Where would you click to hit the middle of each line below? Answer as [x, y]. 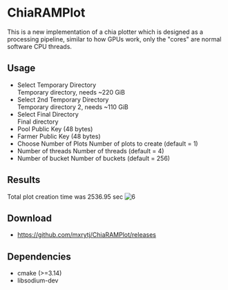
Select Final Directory [48, 114]
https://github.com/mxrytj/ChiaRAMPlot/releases [87, 235]
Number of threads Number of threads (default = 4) [91, 151]
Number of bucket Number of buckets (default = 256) [94, 158]
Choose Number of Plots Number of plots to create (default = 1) [107, 144]
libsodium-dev [38, 280]
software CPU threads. [40, 46]
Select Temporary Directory [57, 85]
